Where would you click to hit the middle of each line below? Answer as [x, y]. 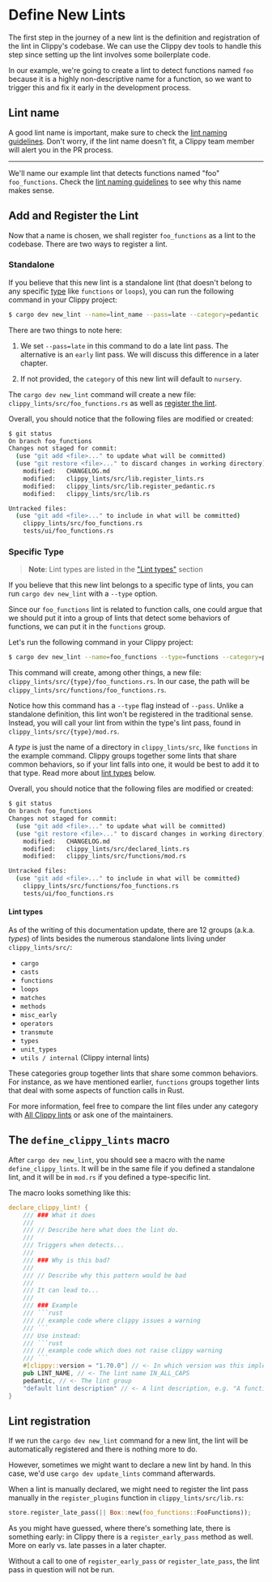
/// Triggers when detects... [74, 1246]
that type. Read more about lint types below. [82, 773]
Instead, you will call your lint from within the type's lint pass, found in [125, 723]
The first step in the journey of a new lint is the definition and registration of [134, 37]
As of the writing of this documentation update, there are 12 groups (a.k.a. [132, 930]
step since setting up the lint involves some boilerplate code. [109, 54]
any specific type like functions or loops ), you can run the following [121, 291]
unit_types [38, 1050]
